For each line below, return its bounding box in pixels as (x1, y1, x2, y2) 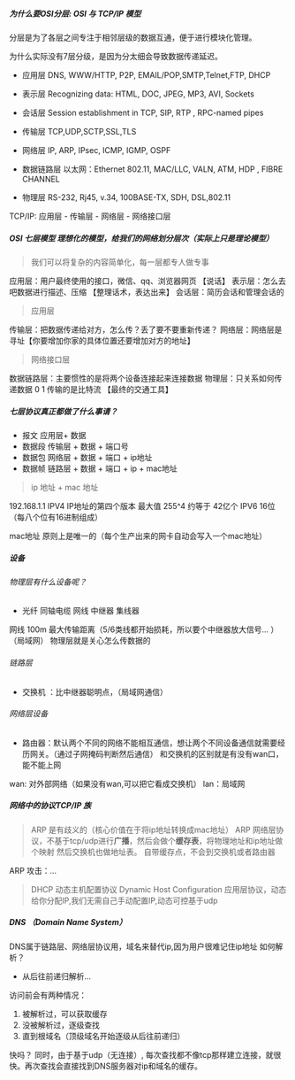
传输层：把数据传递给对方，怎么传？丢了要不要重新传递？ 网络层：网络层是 (9, 324, 283, 335)
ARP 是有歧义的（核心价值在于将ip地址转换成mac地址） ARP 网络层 (30, 824, 276, 835)
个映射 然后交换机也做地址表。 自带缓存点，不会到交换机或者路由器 (30, 846, 276, 857)
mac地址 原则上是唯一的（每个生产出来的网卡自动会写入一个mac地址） (9, 530, 268, 541)
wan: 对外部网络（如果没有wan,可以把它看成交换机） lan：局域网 (9, 778, 246, 789)
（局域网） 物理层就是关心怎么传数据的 (9, 636, 151, 646)
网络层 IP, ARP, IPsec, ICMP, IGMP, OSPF (21, 144, 171, 155)
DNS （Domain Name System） (9, 917, 127, 928)
